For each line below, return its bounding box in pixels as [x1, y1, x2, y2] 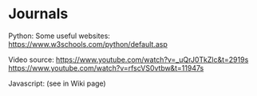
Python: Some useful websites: [8, 31, 110, 40]
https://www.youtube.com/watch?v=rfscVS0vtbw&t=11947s [8, 63, 204, 72]
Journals [8, 5, 69, 23]
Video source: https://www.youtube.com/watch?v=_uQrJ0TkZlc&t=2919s [8, 55, 249, 64]
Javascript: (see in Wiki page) [8, 79, 106, 88]
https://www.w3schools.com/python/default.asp [8, 39, 168, 48]
